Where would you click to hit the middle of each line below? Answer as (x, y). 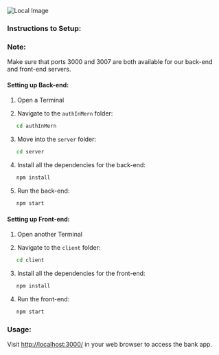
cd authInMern (36, 126)
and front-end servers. (39, 69)
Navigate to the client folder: (59, 248)
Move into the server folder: (57, 139)
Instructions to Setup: (44, 28)
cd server (30, 152)
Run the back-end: (43, 191)
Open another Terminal (49, 235)
